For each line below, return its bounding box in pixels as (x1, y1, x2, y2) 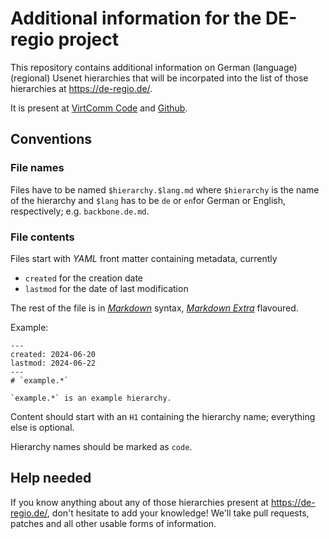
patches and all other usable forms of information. (10, 517, 217, 529)
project (58, 28, 120, 51)
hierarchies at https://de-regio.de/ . (10, 82, 153, 94)
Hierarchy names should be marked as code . (10, 440, 193, 452)
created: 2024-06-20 (10, 349, 97, 359)
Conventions (10, 131, 93, 148)
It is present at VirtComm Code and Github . (10, 102, 188, 114)
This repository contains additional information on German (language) (10, 61, 298, 73)
